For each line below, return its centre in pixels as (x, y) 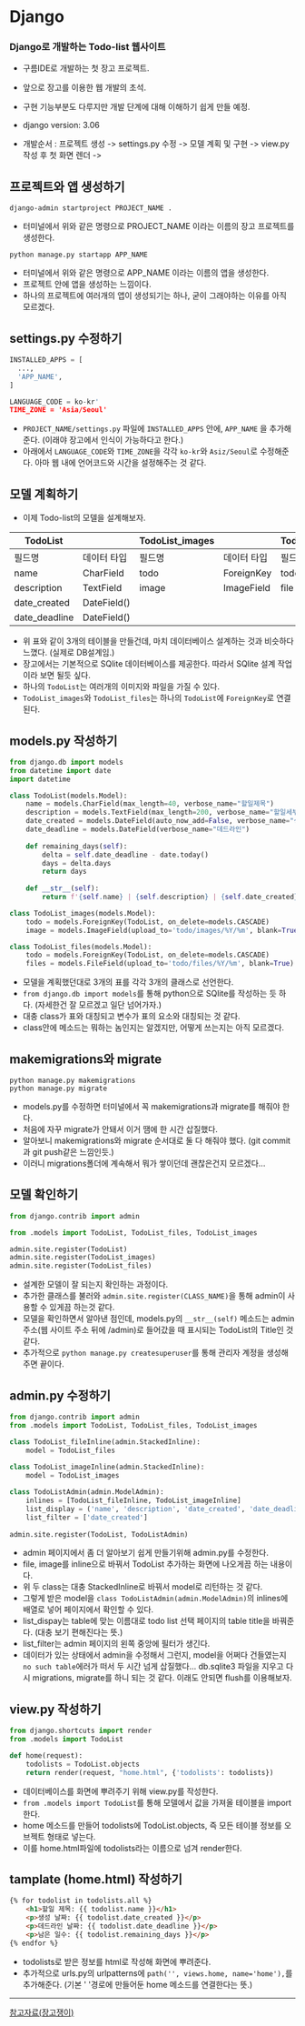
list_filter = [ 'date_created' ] (87, 1517)
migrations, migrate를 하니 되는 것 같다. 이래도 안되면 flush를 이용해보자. (162, 1678)
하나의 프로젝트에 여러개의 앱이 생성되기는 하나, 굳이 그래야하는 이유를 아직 (155, 296)
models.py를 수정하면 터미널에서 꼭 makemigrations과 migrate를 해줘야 (151, 1107)
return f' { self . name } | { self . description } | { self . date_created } (170, 898)
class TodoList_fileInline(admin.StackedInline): (105, 1442)
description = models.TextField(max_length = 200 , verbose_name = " (150, 812)
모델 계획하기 (44, 494)
